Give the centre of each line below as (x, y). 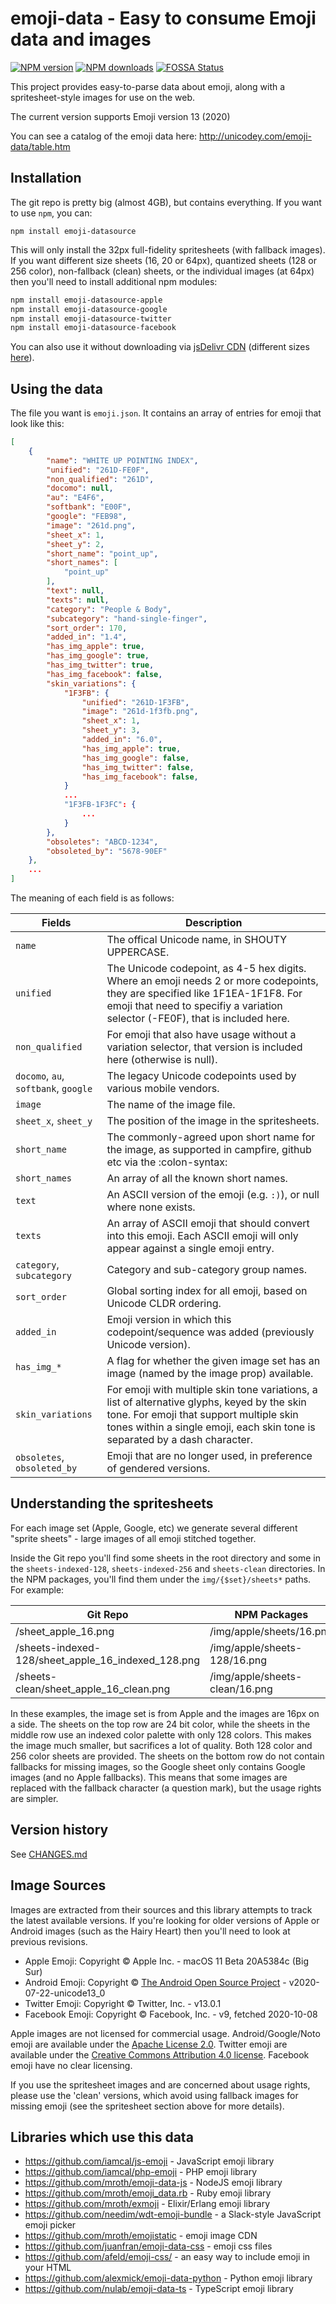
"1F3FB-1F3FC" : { (100, 805)
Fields (56, 923)
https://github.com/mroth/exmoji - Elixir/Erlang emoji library (147, 2204)
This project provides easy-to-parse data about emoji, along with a (148, 86)
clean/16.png (241, 1689)
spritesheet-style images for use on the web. (103, 97)
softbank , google (54, 1089)
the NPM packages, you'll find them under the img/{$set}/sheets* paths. (161, 1579)
